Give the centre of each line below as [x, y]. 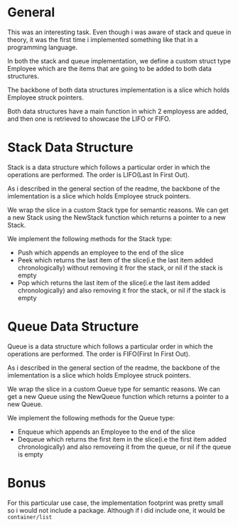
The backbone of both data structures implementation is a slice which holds [118, 90]
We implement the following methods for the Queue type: [91, 417]
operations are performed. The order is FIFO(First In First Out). [99, 353]
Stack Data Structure [70, 148]
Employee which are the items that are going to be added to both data [109, 68]
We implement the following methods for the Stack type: [90, 238]
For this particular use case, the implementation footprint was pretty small [115, 503]
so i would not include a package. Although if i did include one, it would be [116, 510]
